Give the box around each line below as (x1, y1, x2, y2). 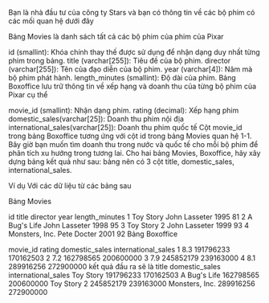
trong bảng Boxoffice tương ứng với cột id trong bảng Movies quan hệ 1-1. (8, 131, 252, 141)
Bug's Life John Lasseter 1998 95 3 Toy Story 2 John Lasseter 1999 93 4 (8, 221, 250, 230)
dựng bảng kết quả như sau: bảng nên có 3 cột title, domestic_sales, (8, 157, 235, 166)
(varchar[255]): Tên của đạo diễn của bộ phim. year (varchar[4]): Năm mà (8, 64, 253, 74)
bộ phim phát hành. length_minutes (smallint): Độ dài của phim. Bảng (8, 73, 237, 82)
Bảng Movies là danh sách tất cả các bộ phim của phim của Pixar (8, 32, 224, 41)
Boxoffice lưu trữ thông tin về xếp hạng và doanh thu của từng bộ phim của (8, 81, 257, 91)
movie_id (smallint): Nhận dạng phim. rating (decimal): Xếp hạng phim (8, 105, 239, 115)
